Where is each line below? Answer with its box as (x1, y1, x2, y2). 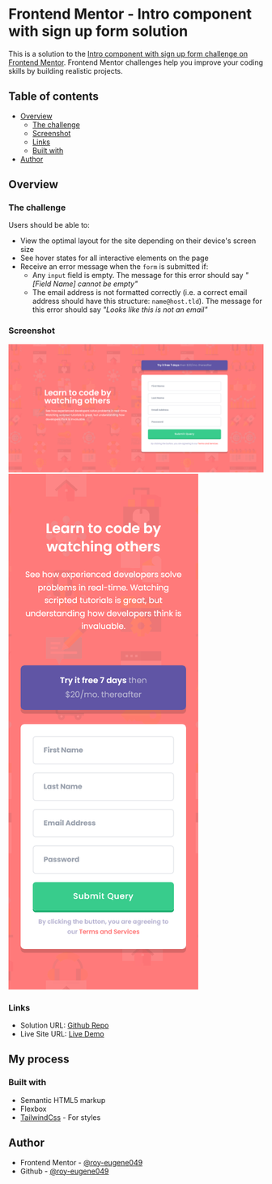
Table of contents (8, 90, 99, 104)
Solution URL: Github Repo (19, 1020, 109, 1030)
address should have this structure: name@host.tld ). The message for (32, 297, 263, 306)
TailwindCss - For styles (19, 1112, 101, 1122)
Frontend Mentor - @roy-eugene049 (19, 1157, 143, 1167)
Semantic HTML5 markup (19, 1095, 106, 1105)
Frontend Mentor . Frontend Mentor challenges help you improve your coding (8, 58, 264, 67)
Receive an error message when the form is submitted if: (19, 262, 209, 271)
